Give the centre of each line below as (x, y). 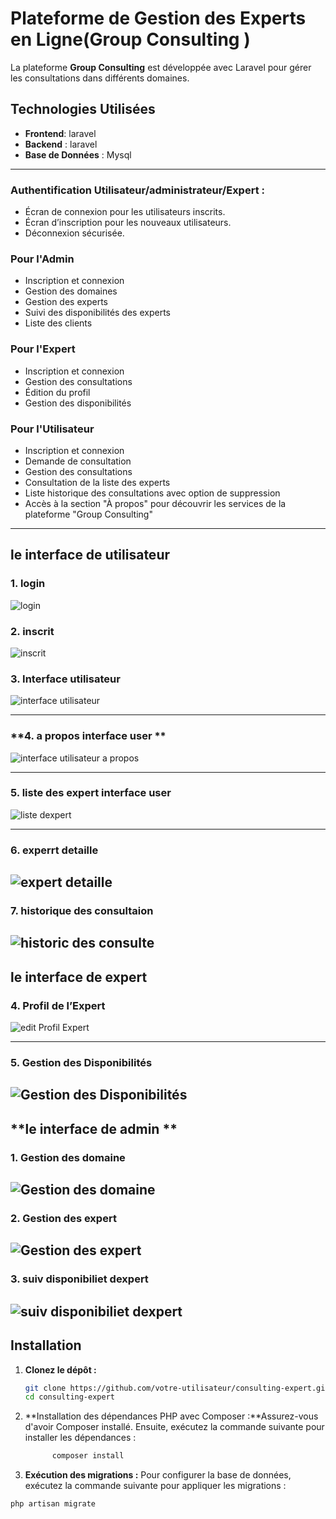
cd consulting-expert (69, 1397)
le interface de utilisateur (90, 555)
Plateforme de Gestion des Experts (158, 18)
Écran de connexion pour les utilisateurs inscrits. (125, 212)
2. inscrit (32, 631)
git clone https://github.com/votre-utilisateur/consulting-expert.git (177, 1388)
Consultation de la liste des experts (97, 482)
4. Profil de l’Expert (58, 1005)
